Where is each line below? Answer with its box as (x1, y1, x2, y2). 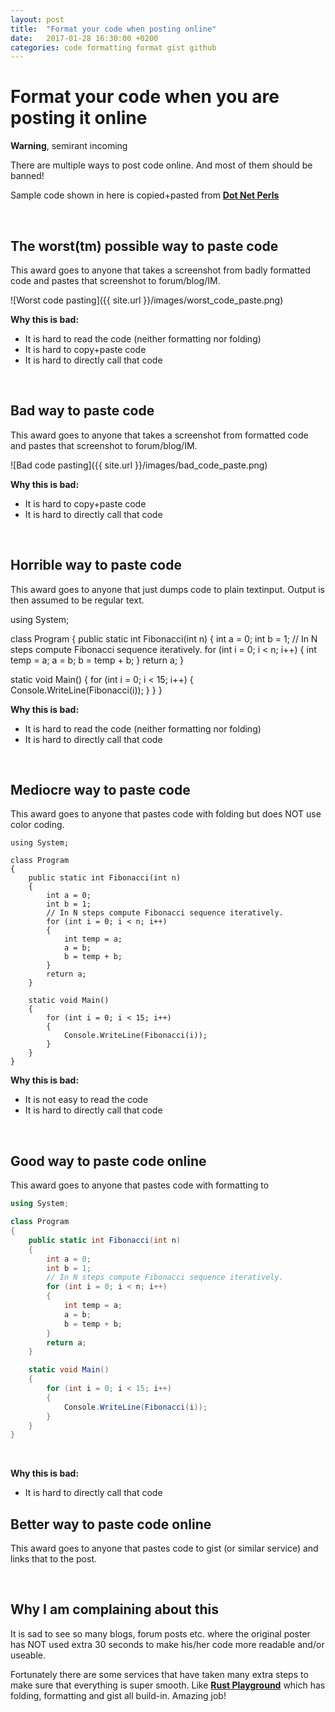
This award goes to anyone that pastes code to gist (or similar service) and (10, 1542, 319, 1555)
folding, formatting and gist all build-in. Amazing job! (10, 1689, 227, 1701)
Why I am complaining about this (10, 1601, 219, 1618)
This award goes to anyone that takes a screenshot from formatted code (10, 429, 309, 441)
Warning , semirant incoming (10, 140, 128, 152)
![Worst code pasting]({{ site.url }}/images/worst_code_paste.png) (10, 294, 284, 306)
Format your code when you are (10, 86, 280, 108)
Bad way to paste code (10, 402, 155, 420)
